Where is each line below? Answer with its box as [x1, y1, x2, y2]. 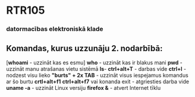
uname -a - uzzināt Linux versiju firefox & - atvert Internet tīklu [6, 84, 161, 91]
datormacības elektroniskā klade [6, 25, 103, 33]
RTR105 [6, 4, 45, 17]
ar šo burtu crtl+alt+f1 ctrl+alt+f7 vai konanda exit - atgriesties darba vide [6, 78, 189, 85]
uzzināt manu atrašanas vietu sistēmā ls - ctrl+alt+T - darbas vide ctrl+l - [6, 65, 186, 72]
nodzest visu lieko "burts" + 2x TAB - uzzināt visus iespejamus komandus [6, 71, 188, 79]
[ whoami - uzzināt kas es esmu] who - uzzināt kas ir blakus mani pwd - [6, 59, 183, 66]
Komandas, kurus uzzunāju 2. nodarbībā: [6, 43, 163, 54]
